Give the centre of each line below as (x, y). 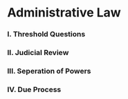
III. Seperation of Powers (49, 71)
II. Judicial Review (38, 53)
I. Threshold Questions (46, 34)
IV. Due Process (34, 89)
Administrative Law (64, 13)
